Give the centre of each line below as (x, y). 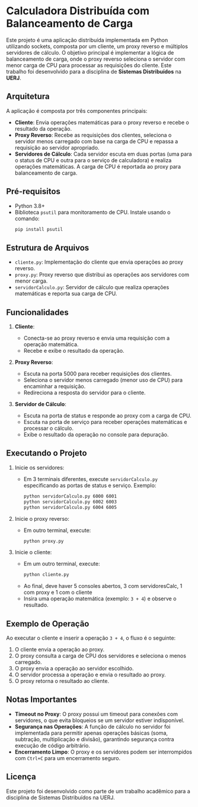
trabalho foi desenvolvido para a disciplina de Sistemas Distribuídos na (94, 71)
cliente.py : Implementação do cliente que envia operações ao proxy (99, 262)
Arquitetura (28, 96)
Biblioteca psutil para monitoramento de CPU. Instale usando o (92, 212)
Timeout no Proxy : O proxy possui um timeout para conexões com (96, 714)
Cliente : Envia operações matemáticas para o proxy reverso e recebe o (102, 122)
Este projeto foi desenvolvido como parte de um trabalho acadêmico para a (98, 791)
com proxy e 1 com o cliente (58, 593)
